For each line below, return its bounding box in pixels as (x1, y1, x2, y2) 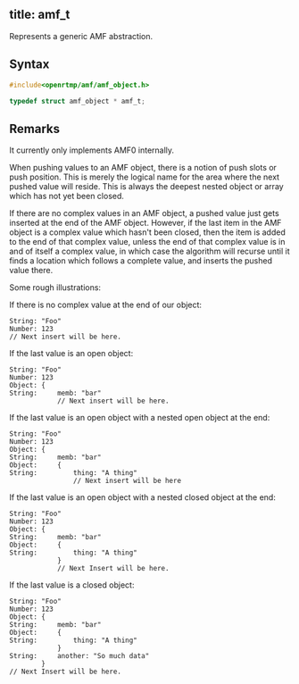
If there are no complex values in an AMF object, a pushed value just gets (9, 208, 279, 219)
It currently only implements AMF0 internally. (9, 145, 175, 155)
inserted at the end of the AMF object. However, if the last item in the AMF (9, 218, 282, 229)
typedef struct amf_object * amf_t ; (9, 96, 145, 105)
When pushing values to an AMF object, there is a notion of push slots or (9, 163, 277, 173)
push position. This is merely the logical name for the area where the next (9, 171, 279, 182)
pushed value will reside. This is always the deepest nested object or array (9, 181, 284, 192)
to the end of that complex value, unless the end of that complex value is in (9, 237, 286, 247)
